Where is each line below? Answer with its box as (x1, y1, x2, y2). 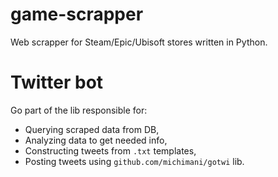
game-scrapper (10, 3, 144, 26)
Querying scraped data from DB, (24, 123, 160, 135)
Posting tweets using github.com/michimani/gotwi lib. (24, 155, 245, 167)
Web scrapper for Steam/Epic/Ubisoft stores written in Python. (10, 36, 268, 48)
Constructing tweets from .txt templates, (24, 144, 197, 157)
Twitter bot (10, 71, 104, 94)
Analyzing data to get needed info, (24, 134, 168, 146)
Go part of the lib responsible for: (10, 104, 148, 116)
